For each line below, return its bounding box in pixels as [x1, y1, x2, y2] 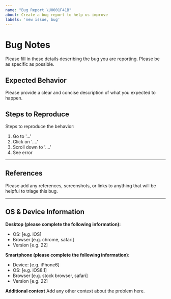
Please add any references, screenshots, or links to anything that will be [5, 182, 156, 189]
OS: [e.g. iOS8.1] [12, 267, 47, 273]
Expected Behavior [5, 76, 67, 85]
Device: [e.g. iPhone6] [12, 261, 60, 268]
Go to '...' [12, 133, 32, 139]
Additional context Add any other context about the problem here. [5, 288, 145, 294]
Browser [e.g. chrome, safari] [12, 236, 75, 242]
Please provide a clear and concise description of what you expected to [5, 90, 156, 96]
